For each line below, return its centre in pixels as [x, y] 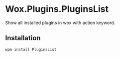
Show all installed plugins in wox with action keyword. [60, 23]
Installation [23, 38]
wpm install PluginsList [31, 49]
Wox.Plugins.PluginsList [57, 9]
